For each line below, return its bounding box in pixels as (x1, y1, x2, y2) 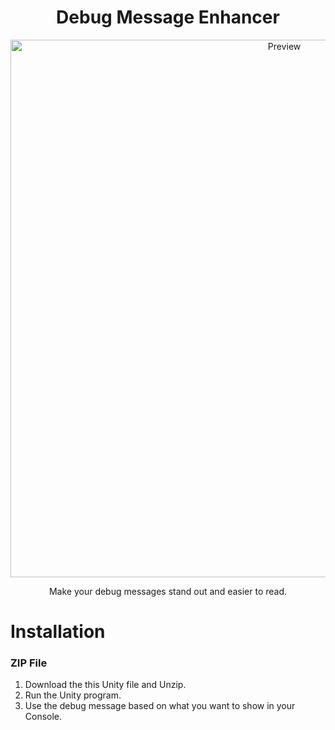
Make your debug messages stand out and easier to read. (48, 585, 288, 597)
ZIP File (10, 656, 48, 670)
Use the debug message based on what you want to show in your (24, 700, 296, 712)
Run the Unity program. (24, 689, 122, 701)
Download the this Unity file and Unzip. (24, 679, 187, 691)
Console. (24, 711, 63, 723)
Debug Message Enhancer (56, 6, 280, 29)
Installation (10, 621, 106, 643)
